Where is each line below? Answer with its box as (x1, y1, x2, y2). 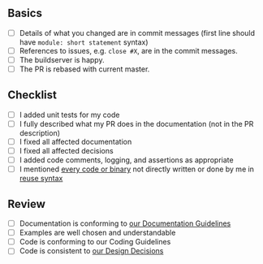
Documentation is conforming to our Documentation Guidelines (19, 219, 231, 228)
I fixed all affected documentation (19, 137, 132, 146)
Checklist (7, 89, 58, 102)
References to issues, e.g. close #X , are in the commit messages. (19, 45, 239, 55)
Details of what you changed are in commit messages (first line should (19, 28, 256, 37)
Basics (7, 6, 42, 20)
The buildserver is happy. (19, 54, 105, 64)
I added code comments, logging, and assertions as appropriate (19, 155, 234, 165)
